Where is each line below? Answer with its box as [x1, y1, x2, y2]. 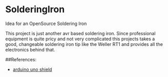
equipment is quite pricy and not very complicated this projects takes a [5, 36, 155, 42]
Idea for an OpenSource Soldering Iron [5, 20, 87, 27]
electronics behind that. [5, 46, 55, 53]
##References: [5, 56, 37, 62]
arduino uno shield [12, 66, 52, 72]
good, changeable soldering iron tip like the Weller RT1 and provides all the [5, 41, 163, 47]
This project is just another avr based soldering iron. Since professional [5, 30, 156, 36]
